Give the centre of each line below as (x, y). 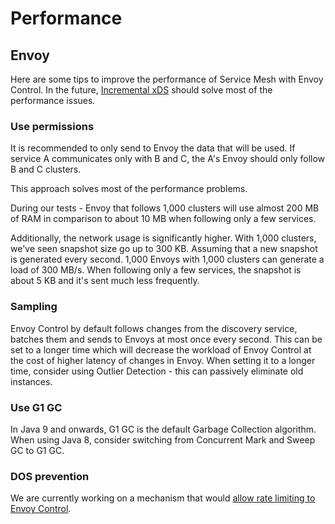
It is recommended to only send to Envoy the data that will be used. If (153, 148)
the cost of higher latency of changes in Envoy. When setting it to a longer (163, 360)
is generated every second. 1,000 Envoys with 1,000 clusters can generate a (167, 259)
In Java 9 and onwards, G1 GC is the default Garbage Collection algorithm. (163, 429)
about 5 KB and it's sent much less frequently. (105, 281)
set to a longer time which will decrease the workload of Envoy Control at (161, 349)
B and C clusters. (46, 169)
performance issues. (53, 100)
